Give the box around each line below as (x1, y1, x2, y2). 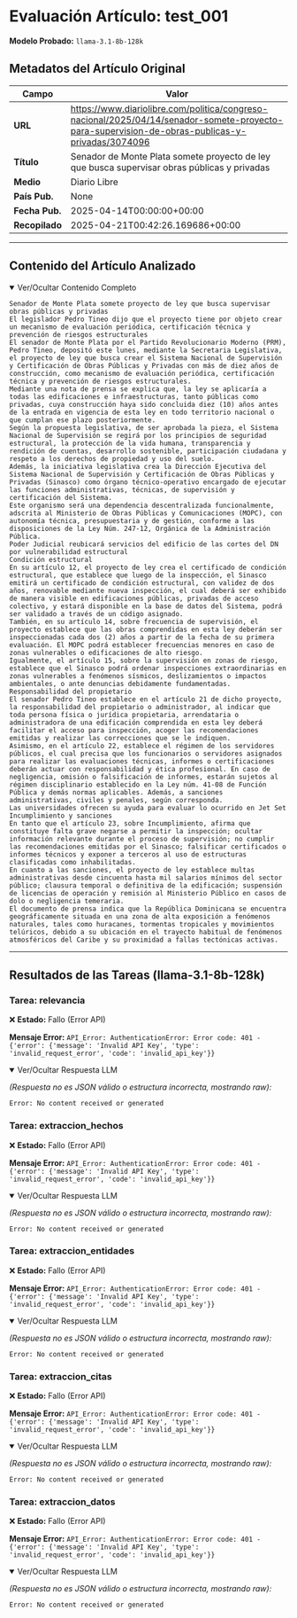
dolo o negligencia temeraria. (9, 896, 125, 905)
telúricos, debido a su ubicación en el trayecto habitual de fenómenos (9, 927, 283, 936)
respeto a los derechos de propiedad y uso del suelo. (9, 454, 216, 463)
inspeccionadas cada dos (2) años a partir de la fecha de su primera (9, 632, 275, 642)
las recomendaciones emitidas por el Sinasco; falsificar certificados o (9, 842, 287, 851)
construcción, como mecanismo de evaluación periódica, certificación (9, 369, 275, 378)
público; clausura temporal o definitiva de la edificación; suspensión (9, 880, 283, 890)
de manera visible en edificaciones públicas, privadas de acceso (9, 594, 259, 603)
